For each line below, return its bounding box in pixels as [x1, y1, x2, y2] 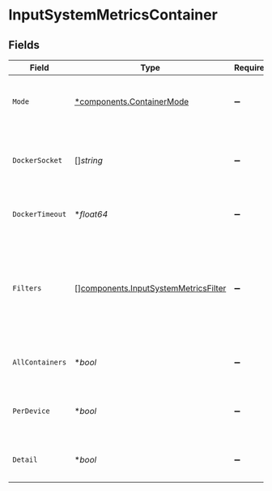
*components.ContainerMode [74, 96, 189, 107]
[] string [74, 155, 103, 166]
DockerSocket [12, 156, 63, 165]
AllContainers [12, 358, 67, 367]
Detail [12, 455, 38, 464]
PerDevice [12, 407, 50, 416]
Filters [12, 284, 42, 293]
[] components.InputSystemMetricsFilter [74, 282, 227, 294]
